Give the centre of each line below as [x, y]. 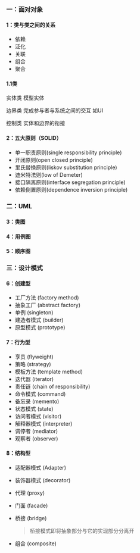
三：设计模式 [25, 268]
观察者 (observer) [36, 438]
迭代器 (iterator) [34, 379]
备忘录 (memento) [37, 401]
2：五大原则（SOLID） [34, 138]
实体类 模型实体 [25, 98]
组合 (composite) [35, 543]
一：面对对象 [25, 9]
